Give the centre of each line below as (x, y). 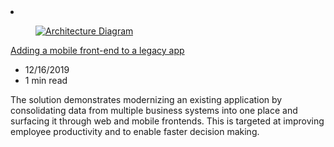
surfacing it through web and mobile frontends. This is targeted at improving (167, 121)
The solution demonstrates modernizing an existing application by (146, 99)
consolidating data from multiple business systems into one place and (154, 110)
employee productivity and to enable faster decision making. (135, 131)
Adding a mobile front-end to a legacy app (97, 50)
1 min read (46, 80)
